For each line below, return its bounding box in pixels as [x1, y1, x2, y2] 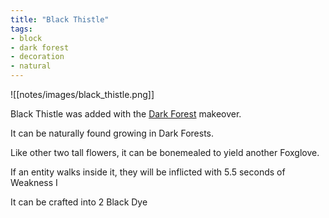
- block [10, 33, 43, 43]
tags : [10, 24, 33, 34]
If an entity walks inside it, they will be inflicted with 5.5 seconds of [10, 166, 286, 178]
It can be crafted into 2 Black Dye [10, 196, 148, 208]
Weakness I [10, 177, 58, 188]
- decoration [10, 52, 65, 62]
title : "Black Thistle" [10, 14, 110, 25]
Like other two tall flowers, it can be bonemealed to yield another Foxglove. [10, 147, 320, 158]
